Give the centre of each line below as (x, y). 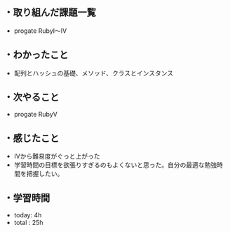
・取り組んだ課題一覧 (50, 13)
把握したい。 (45, 174)
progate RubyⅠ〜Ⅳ (40, 31)
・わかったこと (36, 55)
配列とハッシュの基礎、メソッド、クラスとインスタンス (94, 73)
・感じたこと (32, 138)
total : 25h (28, 223)
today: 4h (28, 215)
